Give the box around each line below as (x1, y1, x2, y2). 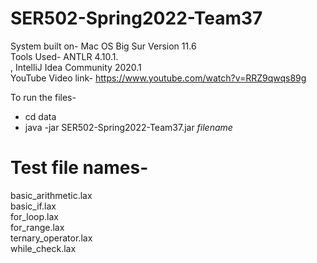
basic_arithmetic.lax (10, 189, 93, 201)
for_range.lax (10, 221, 65, 233)
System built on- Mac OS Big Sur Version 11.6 (10, 40, 197, 52)
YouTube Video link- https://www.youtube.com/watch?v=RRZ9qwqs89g (10, 72, 307, 84)
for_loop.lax (10, 210, 59, 222)
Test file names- (10, 157, 149, 179)
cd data (24, 110, 57, 122)
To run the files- (10, 91, 77, 103)
